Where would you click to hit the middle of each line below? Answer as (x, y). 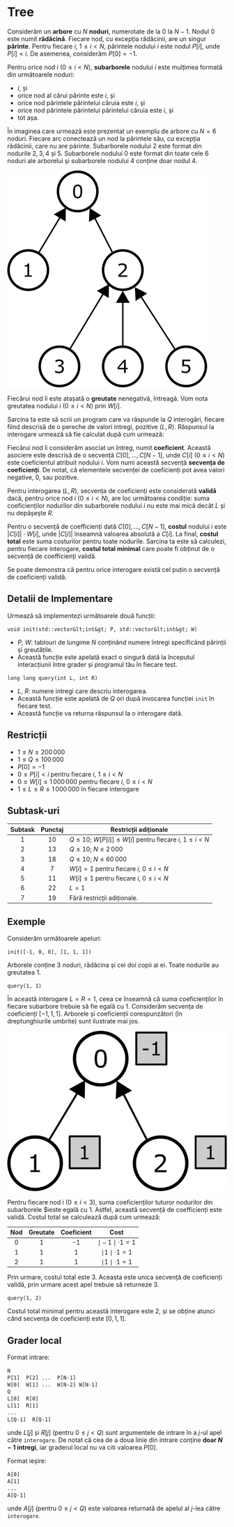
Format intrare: (29, 1357)
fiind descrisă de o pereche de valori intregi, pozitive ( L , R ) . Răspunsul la (111, 426)
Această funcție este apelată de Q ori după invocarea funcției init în (116, 698)
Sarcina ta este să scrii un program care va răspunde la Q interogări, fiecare (116, 419)
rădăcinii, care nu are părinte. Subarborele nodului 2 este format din (104, 146)
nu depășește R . (31, 513)
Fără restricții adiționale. (104, 898)
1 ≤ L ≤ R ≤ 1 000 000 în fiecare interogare (78, 789)
